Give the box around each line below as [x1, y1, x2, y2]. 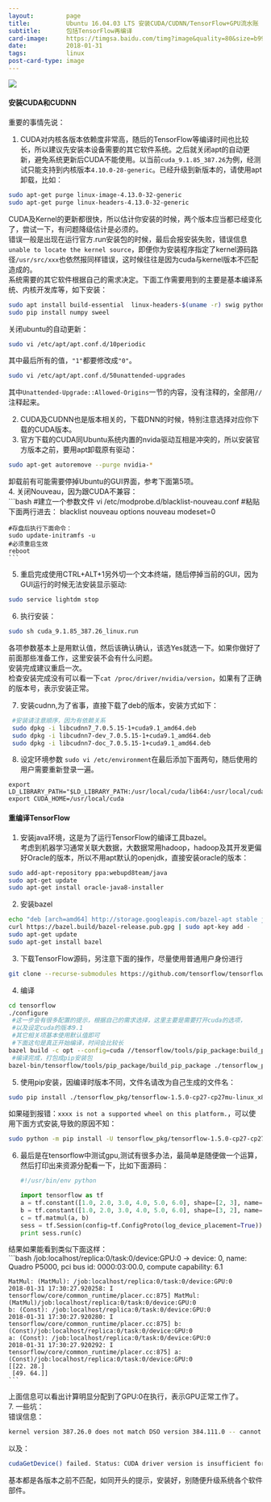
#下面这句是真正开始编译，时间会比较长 [11, 1039, 124, 1048]
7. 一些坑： [8, 1402, 44, 1412]
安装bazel [19, 899, 53, 909]
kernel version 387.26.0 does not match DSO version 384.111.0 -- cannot [8, 1428, 262, 1437]
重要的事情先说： [8, 118, 65, 128]
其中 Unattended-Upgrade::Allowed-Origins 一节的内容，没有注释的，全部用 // [8, 387, 262, 397]
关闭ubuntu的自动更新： [8, 324, 89, 333]
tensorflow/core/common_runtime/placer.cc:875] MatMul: [8, 1292, 200, 1300]
